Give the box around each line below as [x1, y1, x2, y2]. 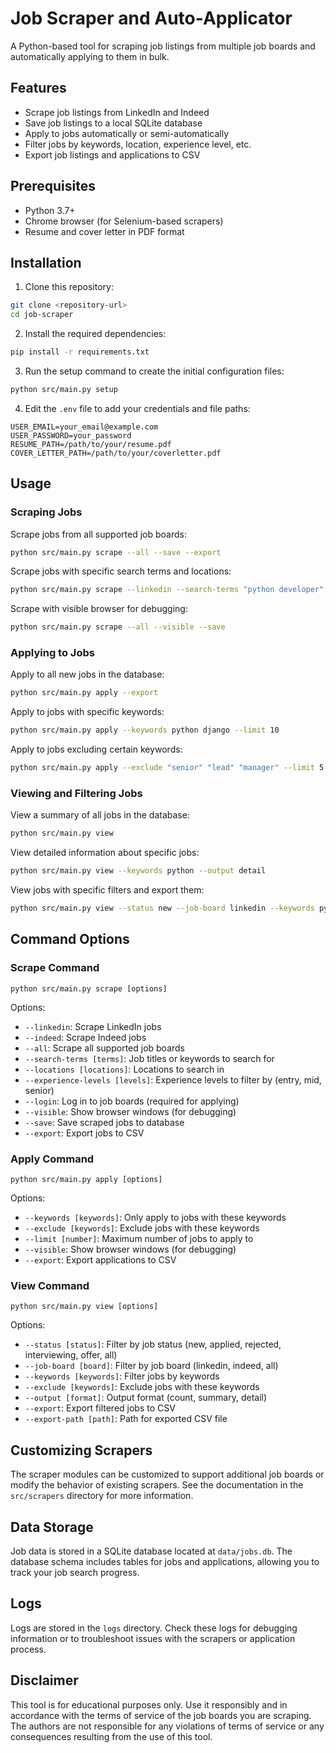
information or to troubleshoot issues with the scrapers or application [10, 1632, 296, 1644]
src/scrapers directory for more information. [10, 1490, 194, 1502]
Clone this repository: [24, 281, 114, 293]
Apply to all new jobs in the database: [10, 668, 165, 681]
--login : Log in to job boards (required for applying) [24, 1095, 240, 1107]
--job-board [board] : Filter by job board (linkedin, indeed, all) [24, 1360, 279, 1372]
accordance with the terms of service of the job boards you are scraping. [10, 1709, 312, 1721]
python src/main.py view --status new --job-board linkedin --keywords [10, 903, 315, 914]
